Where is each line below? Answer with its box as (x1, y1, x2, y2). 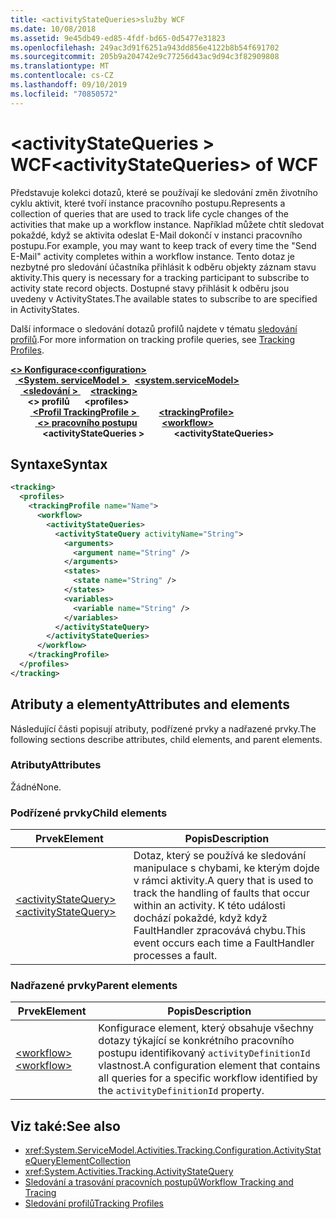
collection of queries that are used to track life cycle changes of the (10, 207, 289, 220)
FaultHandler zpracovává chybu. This (133, 924, 307, 938)
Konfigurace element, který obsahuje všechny (98, 1021, 315, 1035)
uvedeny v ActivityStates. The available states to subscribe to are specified (10, 292, 318, 305)
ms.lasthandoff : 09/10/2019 (10, 80, 128, 90)
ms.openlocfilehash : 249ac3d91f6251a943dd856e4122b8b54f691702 (10, 42, 280, 53)
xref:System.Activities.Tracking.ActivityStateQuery (24, 1166, 234, 1178)
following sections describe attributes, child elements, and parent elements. (10, 733, 323, 745)
